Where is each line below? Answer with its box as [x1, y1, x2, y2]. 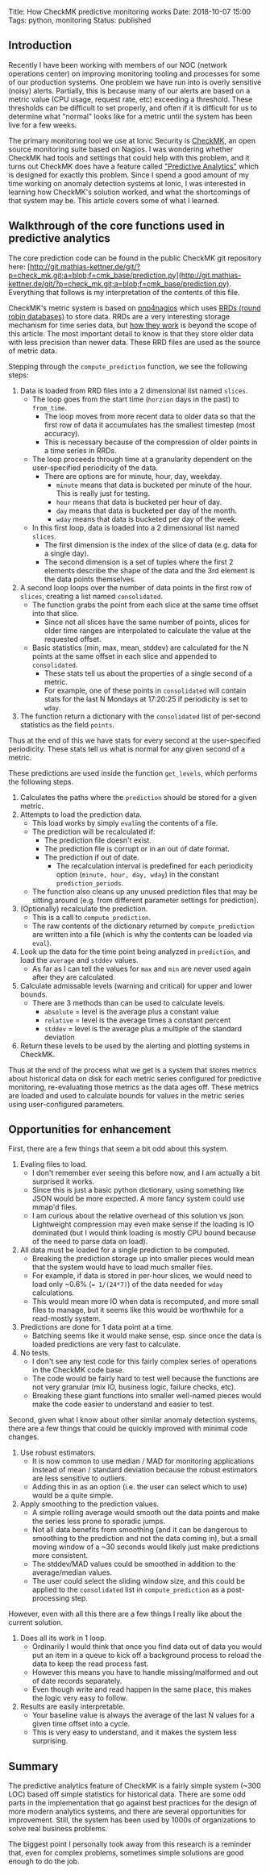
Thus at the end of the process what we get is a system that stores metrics [8, 1064, 257, 1075]
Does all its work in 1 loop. [19, 1633, 107, 1643]
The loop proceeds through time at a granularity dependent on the [31, 454, 252, 464]
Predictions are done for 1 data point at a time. [19, 1322, 173, 1332]
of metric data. [8, 346, 58, 356]
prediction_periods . [56, 878, 124, 888]
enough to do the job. [8, 1856, 80, 1866]
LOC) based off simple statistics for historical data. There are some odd [8, 1789, 246, 1799]
